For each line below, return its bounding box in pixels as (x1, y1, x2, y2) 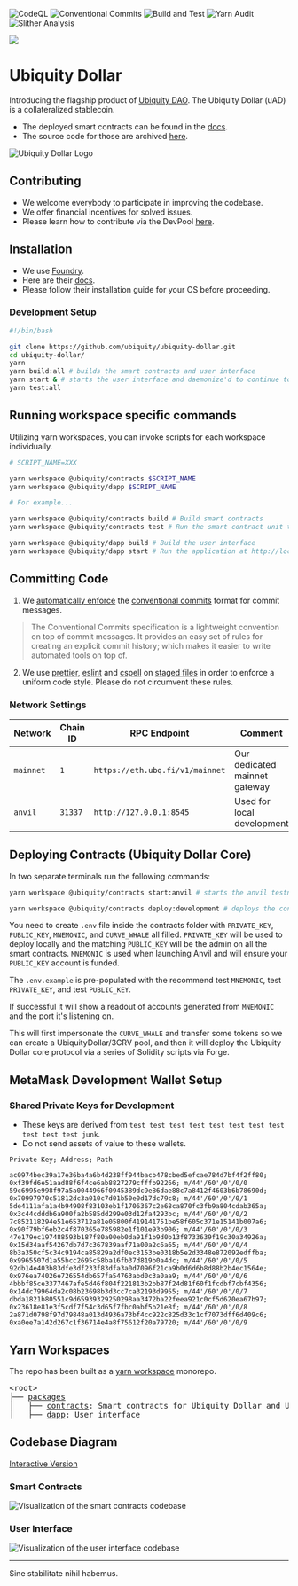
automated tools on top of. (30, 650, 128, 660)
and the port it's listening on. (9, 1011, 114, 1021)
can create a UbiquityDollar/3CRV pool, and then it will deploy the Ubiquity (9, 1037, 282, 1048)
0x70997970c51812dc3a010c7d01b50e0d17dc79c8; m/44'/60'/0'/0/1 (9, 1194, 248, 1203)
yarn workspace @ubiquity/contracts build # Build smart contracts (9, 514, 264, 523)
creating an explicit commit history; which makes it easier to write (30, 640, 271, 651)
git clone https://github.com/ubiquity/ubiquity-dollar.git (9, 342, 237, 351)
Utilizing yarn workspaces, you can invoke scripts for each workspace (9, 431, 266, 442)
